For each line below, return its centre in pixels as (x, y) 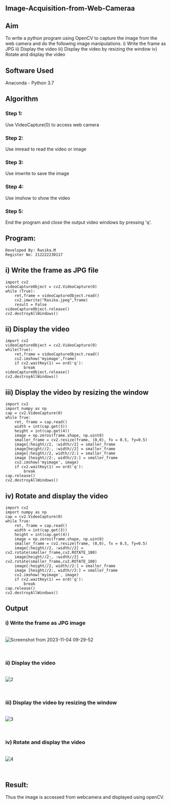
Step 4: (15, 187)
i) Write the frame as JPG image (46, 623)
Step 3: (15, 162)
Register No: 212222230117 (34, 255)
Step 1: (14, 114)
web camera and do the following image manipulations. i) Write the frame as (86, 43)
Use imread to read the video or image (46, 149)
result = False (31, 304)
